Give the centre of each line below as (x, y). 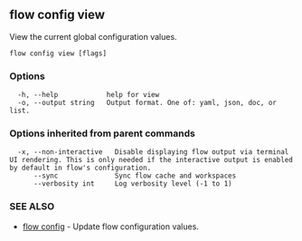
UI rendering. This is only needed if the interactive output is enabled (151, 160)
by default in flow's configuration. (80, 168)
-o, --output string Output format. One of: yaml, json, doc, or (147, 103)
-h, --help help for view (89, 95)
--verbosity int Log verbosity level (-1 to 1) (132, 184)
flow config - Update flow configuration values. (110, 227)
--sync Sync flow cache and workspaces (135, 176)
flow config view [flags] (58, 53)
